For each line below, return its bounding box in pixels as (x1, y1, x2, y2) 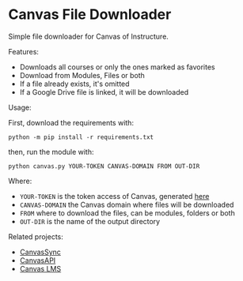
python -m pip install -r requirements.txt (8, 133, 154, 141)
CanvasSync (19, 247, 62, 257)
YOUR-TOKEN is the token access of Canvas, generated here (19, 191, 210, 200)
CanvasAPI (19, 255, 56, 265)
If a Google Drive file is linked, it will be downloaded (19, 87, 188, 96)
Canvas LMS (19, 264, 62, 273)
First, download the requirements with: (8, 118, 135, 127)
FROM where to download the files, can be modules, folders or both (19, 208, 235, 218)
